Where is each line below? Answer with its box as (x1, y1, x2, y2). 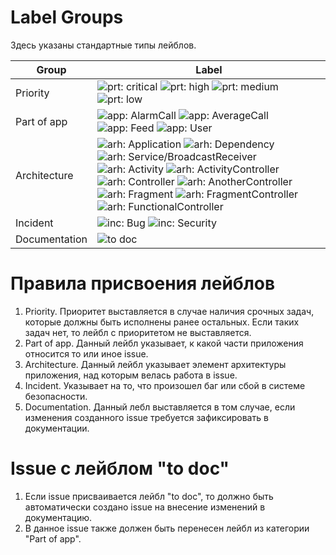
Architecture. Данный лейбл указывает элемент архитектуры (24, 358, 287, 370)
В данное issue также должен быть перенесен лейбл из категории (24, 522, 310, 534)
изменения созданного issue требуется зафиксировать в (24, 411, 269, 423)
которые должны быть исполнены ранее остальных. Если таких (24, 316, 300, 328)
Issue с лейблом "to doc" (10, 457, 230, 480)
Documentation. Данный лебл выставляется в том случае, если (24, 401, 296, 413)
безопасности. (24, 390, 88, 402)
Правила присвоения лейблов (10, 272, 276, 295)
